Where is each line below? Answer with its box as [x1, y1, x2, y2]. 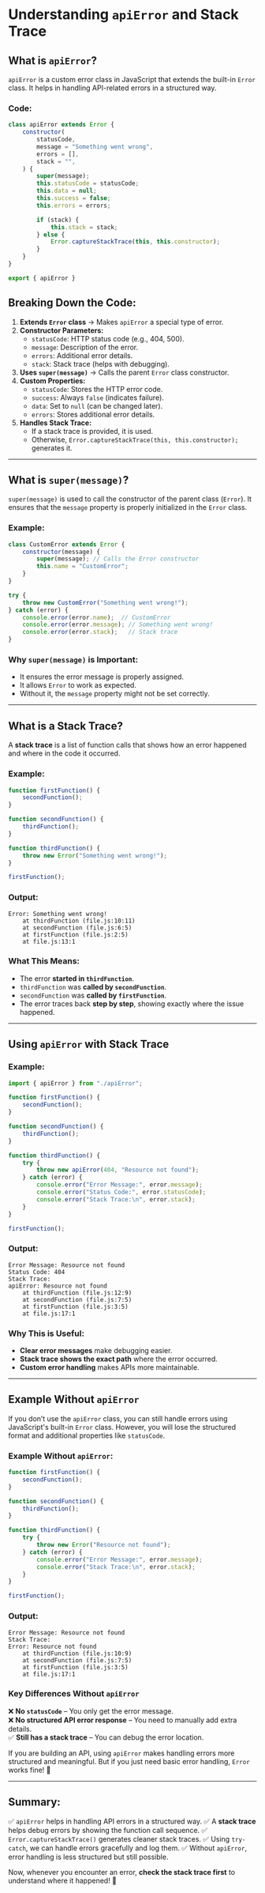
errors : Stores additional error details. [31, 409, 155, 419]
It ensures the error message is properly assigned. [19, 672, 184, 681]
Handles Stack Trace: [19, 417, 92, 428]
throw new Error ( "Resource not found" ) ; [36, 1541, 171, 1549]
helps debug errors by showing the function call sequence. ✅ [8, 1825, 207, 1835]
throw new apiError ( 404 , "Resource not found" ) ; [36, 1166, 200, 1175]
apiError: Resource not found [8, 1282, 108, 1290]
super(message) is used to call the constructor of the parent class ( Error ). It [8, 494, 252, 503]
